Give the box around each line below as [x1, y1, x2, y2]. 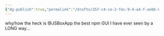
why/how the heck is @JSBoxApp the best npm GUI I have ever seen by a [5, 20, 153, 26]
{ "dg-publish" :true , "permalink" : [5, 7, 73, 12]
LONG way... [5, 25, 30, 31]
